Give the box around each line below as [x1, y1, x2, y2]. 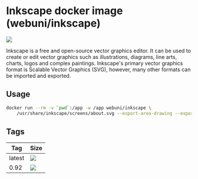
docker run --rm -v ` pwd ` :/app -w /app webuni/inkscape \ [6, 105, 151, 111]
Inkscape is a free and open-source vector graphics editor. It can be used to [6, 47, 192, 54]
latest [9, 154, 25, 163]
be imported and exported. [6, 72, 71, 79]
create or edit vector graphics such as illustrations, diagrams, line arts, [6, 53, 177, 60]
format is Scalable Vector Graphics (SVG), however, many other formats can [6, 66, 191, 73]
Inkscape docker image [6, 4, 123, 18]
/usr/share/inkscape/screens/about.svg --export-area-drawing [16, 110, 173, 116]
